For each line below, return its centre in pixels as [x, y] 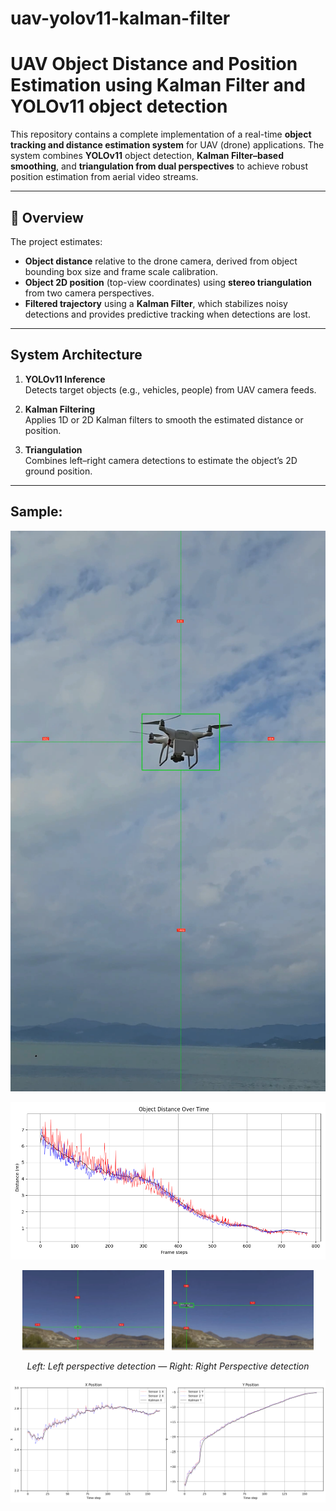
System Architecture [76, 355]
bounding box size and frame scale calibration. [121, 271]
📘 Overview [47, 217]
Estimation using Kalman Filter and [158, 85]
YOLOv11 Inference [65, 379]
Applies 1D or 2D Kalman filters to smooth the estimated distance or [164, 419]
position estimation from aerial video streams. [104, 177]
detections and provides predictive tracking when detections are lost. [167, 314]
